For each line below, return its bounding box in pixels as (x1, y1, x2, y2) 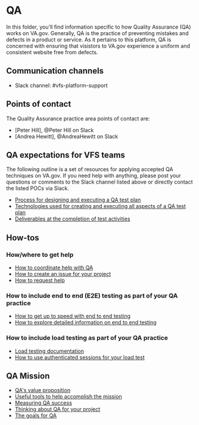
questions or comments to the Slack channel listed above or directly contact (6, 178, 193, 185)
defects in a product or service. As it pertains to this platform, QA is (6, 36, 172, 43)
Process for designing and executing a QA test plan (14, 196, 141, 203)
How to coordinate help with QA (14, 264, 94, 271)
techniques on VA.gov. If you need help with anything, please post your (6, 172, 182, 179)
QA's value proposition (14, 387, 70, 394)
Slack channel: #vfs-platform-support (14, 82, 108, 89)
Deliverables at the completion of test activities (14, 215, 130, 222)
